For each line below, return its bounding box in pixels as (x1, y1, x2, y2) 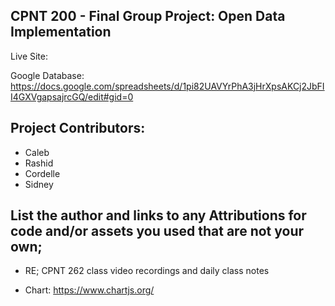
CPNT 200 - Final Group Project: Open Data (10, 8, 286, 25)
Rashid (24, 157, 54, 169)
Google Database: (10, 69, 85, 81)
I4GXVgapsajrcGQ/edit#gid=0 (10, 90, 134, 103)
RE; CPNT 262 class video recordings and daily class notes (24, 265, 270, 277)
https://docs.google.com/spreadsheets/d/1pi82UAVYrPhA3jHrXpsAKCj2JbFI (10, 80, 325, 92)
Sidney (24, 178, 54, 190)
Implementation (10, 24, 112, 41)
